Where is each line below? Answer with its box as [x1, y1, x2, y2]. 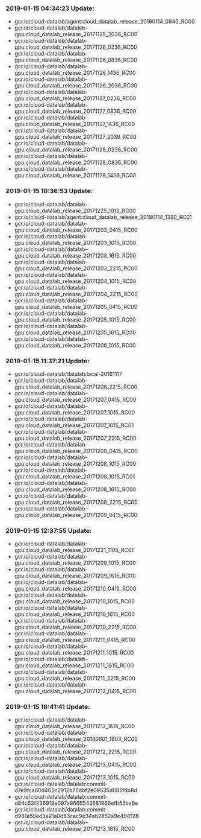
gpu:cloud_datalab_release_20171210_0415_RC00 [14, 585, 137, 592]
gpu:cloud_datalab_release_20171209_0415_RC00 [14, 511, 138, 518]
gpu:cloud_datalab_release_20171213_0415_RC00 [14, 761, 137, 769]
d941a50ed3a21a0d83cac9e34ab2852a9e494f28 [14, 813, 139, 820]
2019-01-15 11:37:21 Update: [5, 357, 90, 365]
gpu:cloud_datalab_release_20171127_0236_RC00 [14, 95, 137, 102]
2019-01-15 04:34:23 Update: [5, 4, 95, 13]
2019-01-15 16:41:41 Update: [5, 703, 91, 711]
